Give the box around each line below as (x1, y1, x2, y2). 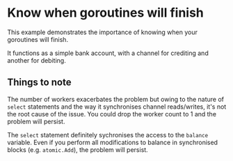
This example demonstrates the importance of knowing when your (7, 28, 198, 36)
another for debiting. (7, 56, 66, 64)
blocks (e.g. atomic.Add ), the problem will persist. (7, 145, 148, 154)
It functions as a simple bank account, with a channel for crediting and (7, 49, 209, 57)
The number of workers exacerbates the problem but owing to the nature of (7, 95, 225, 103)
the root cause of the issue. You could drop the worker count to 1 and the (7, 109, 217, 118)
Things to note (7, 77, 72, 89)
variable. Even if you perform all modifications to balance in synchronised (7, 138, 218, 146)
